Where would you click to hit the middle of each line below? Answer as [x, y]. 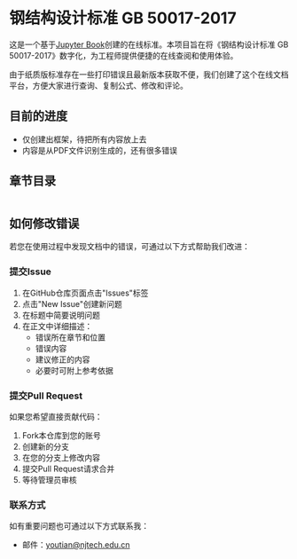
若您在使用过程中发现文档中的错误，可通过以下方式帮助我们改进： [129, 247]
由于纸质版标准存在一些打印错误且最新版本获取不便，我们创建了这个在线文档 [149, 74]
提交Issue [30, 272]
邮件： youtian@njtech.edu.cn [76, 545]
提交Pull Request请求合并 [68, 468]
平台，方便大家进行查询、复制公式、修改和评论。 [98, 85]
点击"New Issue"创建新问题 [72, 303]
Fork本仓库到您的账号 [62, 435]
